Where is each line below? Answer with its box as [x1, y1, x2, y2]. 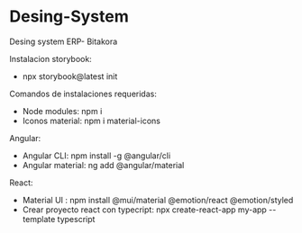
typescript [57, 213, 96, 224]
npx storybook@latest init [22, 70, 118, 82]
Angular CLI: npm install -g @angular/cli [22, 150, 171, 161]
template [22, 213, 56, 224]
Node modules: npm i [22, 105, 103, 116]
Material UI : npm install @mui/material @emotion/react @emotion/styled [22, 194, 294, 205]
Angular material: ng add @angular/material [22, 159, 185, 170]
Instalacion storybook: [9, 53, 92, 64]
